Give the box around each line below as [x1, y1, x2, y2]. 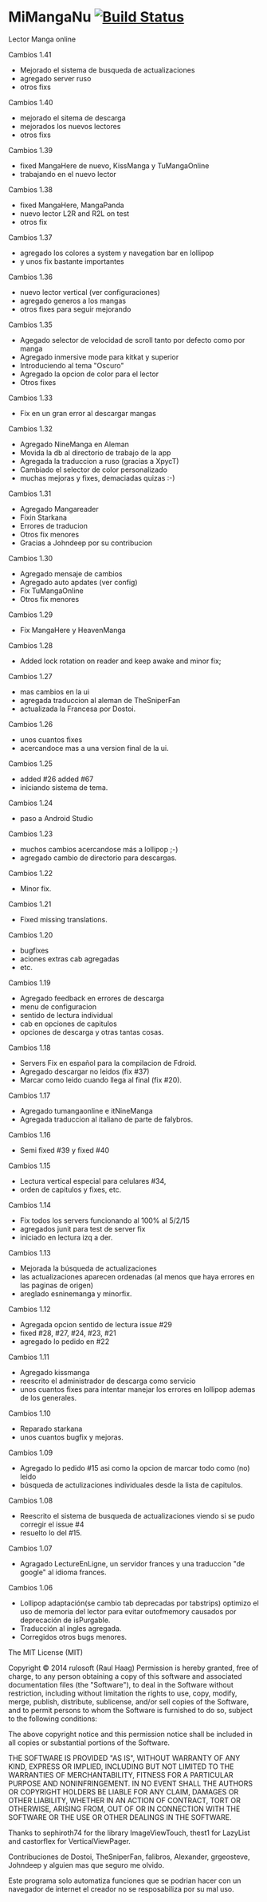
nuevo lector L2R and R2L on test [19, 208, 130, 218]
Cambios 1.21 [8, 899, 52, 909]
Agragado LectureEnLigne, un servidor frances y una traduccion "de [19, 1558, 245, 1568]
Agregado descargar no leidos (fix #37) [19, 1067, 150, 1076]
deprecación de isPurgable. [19, 1615, 111, 1625]
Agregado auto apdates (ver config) [19, 577, 138, 587]
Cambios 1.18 [8, 1043, 51, 1052]
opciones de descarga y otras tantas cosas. [19, 1027, 164, 1036]
